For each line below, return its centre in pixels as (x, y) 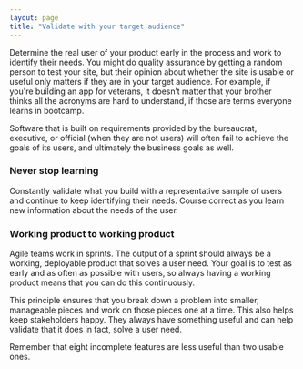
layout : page (34, 18)
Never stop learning (54, 171)
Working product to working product (92, 233)
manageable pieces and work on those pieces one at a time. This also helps (151, 310)
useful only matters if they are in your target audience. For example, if (140, 81)
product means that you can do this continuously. (102, 282)
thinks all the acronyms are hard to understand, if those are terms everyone (151, 100)
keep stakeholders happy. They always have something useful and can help (151, 320)
